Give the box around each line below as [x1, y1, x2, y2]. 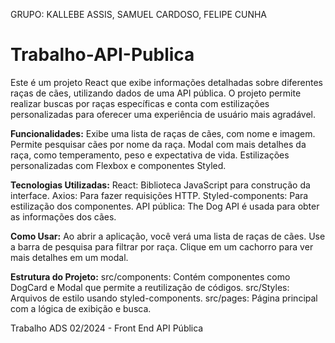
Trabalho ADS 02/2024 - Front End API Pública [10, 322, 204, 334]
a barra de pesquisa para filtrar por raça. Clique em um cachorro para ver [10, 240, 314, 253]
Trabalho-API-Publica [10, 44, 195, 66]
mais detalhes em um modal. [10, 251, 129, 263]
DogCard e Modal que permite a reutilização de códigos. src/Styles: [10, 281, 290, 293]
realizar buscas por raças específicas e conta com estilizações [10, 97, 270, 109]
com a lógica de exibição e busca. [10, 302, 152, 314]
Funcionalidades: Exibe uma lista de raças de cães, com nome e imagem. [10, 127, 316, 139]
